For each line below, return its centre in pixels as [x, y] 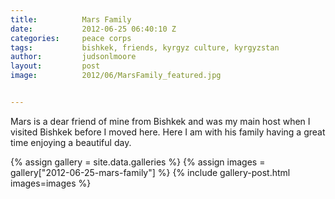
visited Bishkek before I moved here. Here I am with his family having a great [168, 132]
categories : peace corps [71, 38]
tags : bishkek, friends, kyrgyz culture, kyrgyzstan [145, 47]
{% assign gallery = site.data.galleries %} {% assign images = [138, 162]
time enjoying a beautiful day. [71, 142]
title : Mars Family [71, 19]
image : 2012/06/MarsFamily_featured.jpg [116, 76]
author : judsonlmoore [73, 57]
